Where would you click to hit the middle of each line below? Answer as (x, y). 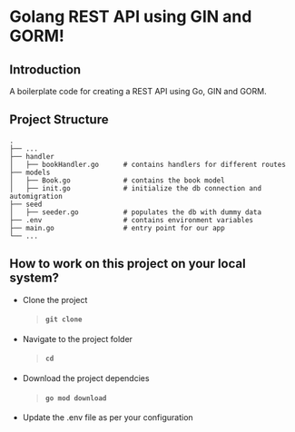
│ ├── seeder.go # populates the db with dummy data (135, 212)
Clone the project (55, 299)
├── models (30, 172)
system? (34, 278)
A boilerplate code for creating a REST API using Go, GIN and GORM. (138, 91)
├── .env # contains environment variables (132, 220)
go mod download (76, 398)
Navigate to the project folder (78, 339)
